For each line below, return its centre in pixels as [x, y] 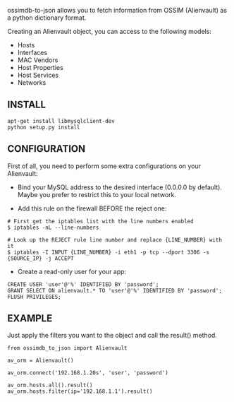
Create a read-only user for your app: [72, 271]
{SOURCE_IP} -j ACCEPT [41, 258]
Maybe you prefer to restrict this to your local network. [97, 194]
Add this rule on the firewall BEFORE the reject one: [92, 208]
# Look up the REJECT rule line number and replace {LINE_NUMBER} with [115, 240]
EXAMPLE [30, 318]
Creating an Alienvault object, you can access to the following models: [109, 31]
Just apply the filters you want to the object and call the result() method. [112, 336]
